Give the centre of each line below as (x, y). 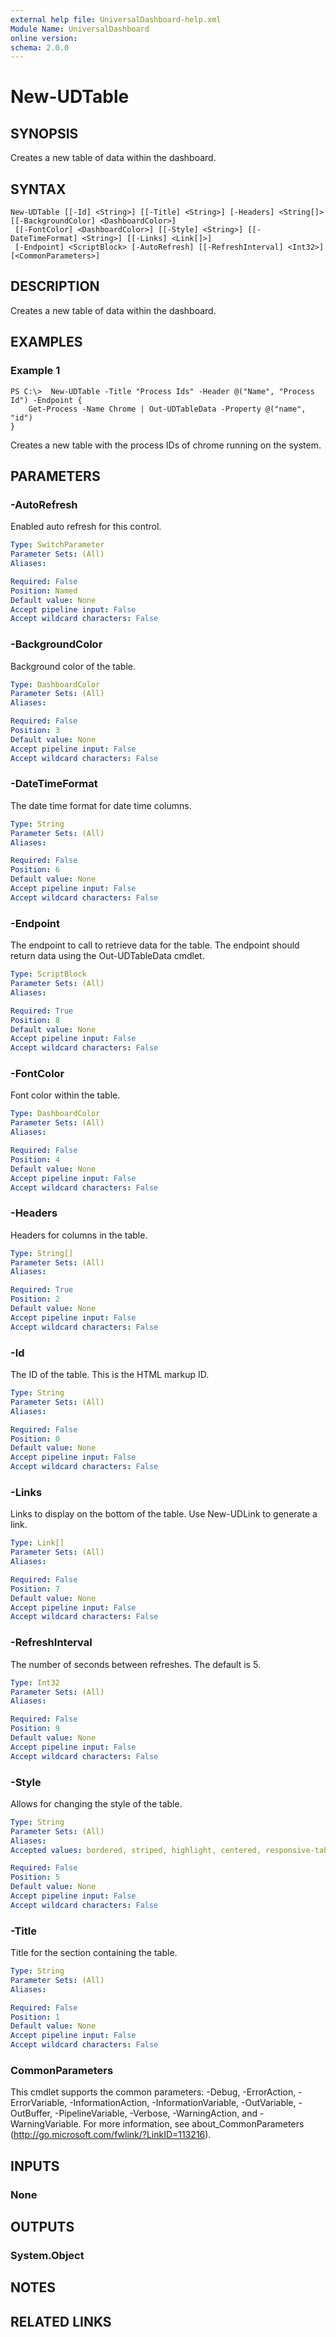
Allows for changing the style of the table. (96, 1803)
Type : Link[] (37, 1543)
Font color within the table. (65, 1095)
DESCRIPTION (55, 286)
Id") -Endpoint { (46, 400)
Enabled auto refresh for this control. (86, 527)
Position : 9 (35, 1729)
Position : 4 (35, 1159)
